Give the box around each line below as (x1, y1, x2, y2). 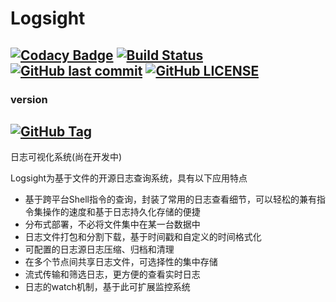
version (10, 92, 48, 106)
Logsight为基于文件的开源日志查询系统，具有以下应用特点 (10, 172, 248, 184)
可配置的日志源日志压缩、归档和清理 (24, 243, 175, 256)
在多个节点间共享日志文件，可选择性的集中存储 (24, 256, 218, 268)
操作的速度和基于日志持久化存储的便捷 (42, 206, 201, 218)
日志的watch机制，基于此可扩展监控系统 (24, 281, 191, 293)
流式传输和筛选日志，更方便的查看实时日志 (24, 268, 201, 281)
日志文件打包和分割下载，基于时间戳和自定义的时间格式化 (24, 231, 262, 243)
